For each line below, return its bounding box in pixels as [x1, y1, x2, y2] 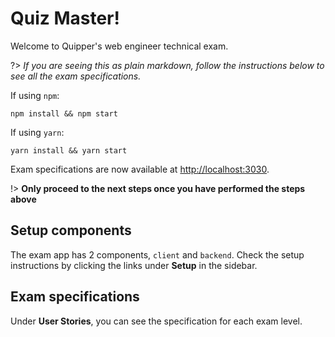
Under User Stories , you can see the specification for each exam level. [10, 315, 303, 327]
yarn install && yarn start [10, 145, 128, 156]
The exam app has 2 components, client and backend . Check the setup [10, 248, 305, 261]
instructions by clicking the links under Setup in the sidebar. [10, 259, 258, 271]
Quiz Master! [10, 7, 120, 30]
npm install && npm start [10, 108, 118, 119]
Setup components [10, 222, 132, 239]
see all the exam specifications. [10, 70, 142, 82]
